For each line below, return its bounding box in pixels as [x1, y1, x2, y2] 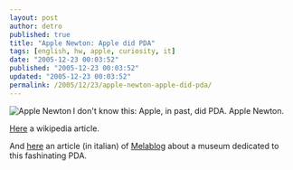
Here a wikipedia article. [9, 123, 99, 134]
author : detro [9, 22, 63, 31]
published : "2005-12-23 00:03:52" [9, 64, 140, 73]
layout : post [9, 13, 59, 23]
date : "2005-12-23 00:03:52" [9, 55, 119, 64]
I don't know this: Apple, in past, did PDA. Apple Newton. [72, 105, 285, 116]
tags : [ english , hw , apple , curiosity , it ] [9, 47, 176, 56]
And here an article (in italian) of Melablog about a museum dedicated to [9, 140, 279, 151]
